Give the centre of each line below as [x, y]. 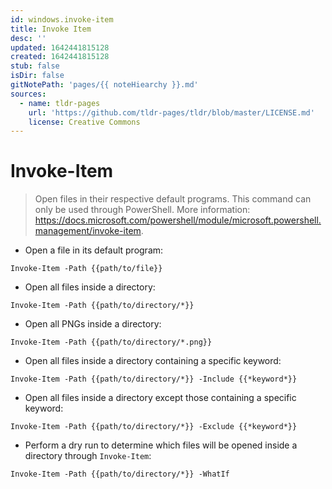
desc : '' [28, 38]
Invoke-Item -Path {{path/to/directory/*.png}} [111, 342]
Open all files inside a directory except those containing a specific [160, 398]
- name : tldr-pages [60, 103]
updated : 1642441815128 [60, 47]
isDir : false [37, 76]
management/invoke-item [88, 231]
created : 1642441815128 [60, 57]
